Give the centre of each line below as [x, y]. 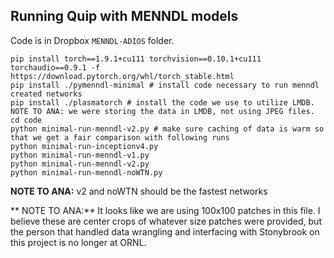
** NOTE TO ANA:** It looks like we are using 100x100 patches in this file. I [165, 210]
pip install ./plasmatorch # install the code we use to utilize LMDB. [162, 102]
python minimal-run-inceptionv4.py [84, 146]
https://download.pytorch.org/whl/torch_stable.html [122, 76]
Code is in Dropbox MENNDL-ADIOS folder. [92, 40]
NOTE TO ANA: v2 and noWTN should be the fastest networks [139, 191]
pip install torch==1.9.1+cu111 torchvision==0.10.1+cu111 [136, 59]
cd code [26, 120]
